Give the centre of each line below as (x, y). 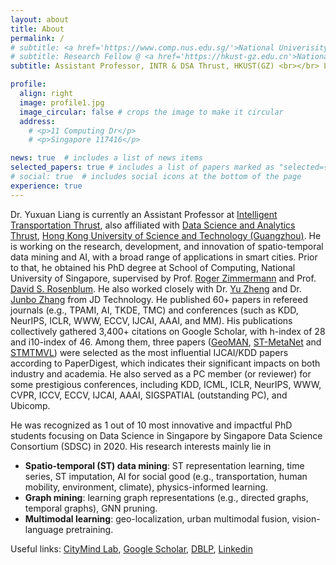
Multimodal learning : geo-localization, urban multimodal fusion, (157, 518)
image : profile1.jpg (62, 102)
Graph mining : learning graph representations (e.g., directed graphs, (166, 497)
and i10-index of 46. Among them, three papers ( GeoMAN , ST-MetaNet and (166, 342)
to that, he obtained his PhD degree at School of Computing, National (153, 267)
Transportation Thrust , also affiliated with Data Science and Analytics (153, 225)
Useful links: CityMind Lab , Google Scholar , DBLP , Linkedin (131, 548)
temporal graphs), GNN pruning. (91, 508)
